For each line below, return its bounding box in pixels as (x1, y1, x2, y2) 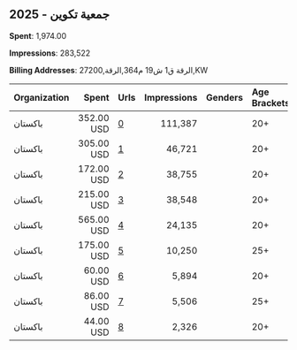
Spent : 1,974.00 (9, 30, 67, 41)
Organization (13, 91, 70, 103)
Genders (206, 91, 243, 103)
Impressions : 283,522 (9, 48, 91, 58)
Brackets (251, 96, 290, 109)
